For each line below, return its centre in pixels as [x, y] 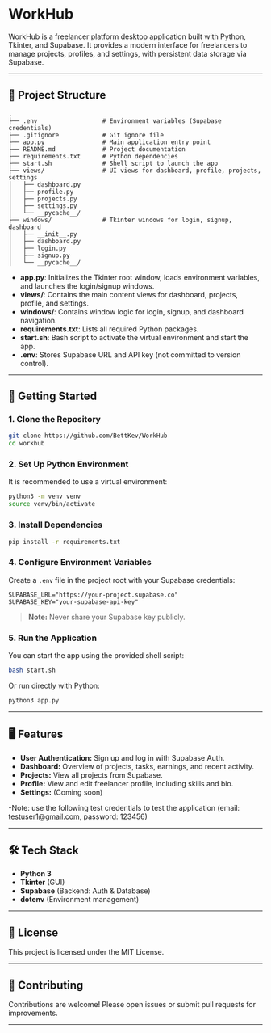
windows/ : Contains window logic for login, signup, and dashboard [132, 311]
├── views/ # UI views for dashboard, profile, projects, [135, 171]
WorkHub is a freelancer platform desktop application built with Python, [127, 36]
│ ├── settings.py [43, 206]
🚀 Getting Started [53, 396]
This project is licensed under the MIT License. [86, 952]
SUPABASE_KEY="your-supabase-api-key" [73, 602]
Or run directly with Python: [54, 685]
